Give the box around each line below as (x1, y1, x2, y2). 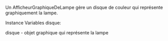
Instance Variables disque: (5, 20, 61, 26)
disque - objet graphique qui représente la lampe (5, 30, 109, 35)
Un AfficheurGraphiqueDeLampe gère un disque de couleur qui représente (5, 5, 163, 10)
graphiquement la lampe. (5, 10, 58, 16)
